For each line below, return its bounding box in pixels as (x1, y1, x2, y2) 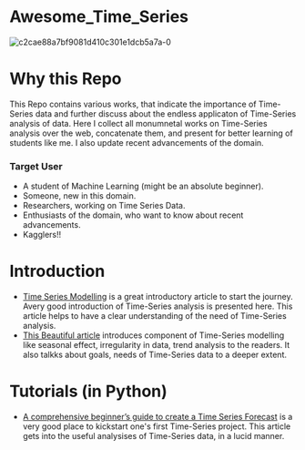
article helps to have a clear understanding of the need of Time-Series (22, 311, 287, 322)
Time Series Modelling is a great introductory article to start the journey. (22, 291, 293, 302)
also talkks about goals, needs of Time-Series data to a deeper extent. (22, 349, 287, 361)
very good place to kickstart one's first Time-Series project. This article (22, 421, 291, 432)
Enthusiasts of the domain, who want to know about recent (22, 210, 244, 220)
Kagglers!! (22, 230, 62, 240)
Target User (9, 159, 63, 172)
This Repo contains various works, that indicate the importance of (9, 98, 257, 109)
